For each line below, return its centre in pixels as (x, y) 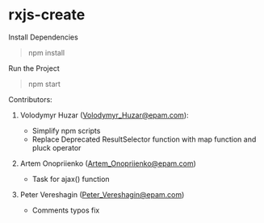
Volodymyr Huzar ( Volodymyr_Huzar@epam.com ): (104, 115)
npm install (46, 52)
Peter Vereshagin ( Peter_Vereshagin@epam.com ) (102, 194)
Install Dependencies (43, 37)
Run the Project (34, 68)
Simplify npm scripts (66, 130)
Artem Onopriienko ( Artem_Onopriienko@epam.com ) (108, 163)
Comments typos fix (66, 210)
